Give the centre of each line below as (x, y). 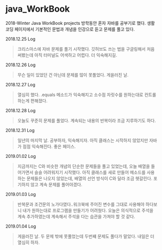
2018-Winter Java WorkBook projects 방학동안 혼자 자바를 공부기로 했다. (76, 23)
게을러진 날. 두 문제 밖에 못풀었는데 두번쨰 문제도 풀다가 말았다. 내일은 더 (86, 236)
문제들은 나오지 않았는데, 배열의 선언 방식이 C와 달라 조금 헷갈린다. (89, 178)
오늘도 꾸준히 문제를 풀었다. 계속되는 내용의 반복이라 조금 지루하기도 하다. (87, 120)
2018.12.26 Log (21, 65)
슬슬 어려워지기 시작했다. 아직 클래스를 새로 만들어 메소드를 (90, 172)
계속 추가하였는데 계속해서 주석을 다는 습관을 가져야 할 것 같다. (76, 216)
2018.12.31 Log (20, 130)
